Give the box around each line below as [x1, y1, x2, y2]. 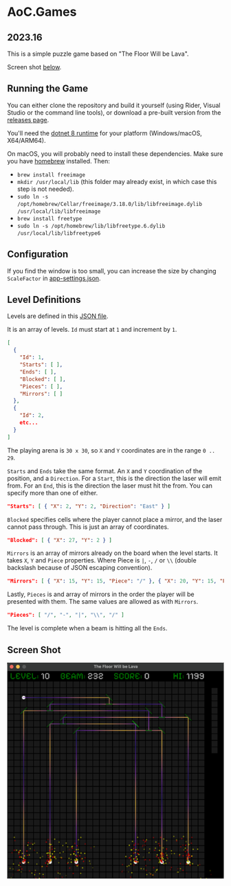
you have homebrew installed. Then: [7, 157, 110, 165]
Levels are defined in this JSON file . [7, 312, 109, 320]
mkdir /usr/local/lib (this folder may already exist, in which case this [16, 177, 217, 185]
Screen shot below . [7, 63, 62, 71]
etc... [19, 420, 38, 427]
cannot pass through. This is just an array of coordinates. [7, 523, 170, 531]
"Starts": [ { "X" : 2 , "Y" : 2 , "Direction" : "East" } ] [7, 503, 170, 510]
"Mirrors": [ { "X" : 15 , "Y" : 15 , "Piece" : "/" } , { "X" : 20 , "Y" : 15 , [7, 578, 217, 584]
